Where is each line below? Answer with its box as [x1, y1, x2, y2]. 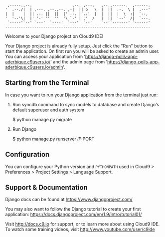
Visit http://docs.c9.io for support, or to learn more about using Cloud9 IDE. [5, 221, 160, 227]
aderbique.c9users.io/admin [5, 64, 63, 70]
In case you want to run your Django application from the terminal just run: [5, 92, 158, 98]
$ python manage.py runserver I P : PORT [12, 136, 95, 142]
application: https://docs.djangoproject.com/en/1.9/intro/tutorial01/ [5, 212, 142, 218]
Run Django [12, 126, 36, 132]
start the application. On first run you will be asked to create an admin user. [5, 48, 160, 54]
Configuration [5, 150, 50, 159]
